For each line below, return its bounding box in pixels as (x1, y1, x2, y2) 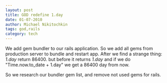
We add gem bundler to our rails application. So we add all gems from (5, 46, 153, 51)
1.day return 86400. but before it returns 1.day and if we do (5, 56, 131, 62)
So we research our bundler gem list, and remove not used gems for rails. (5, 72, 161, 77)
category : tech (5, 31, 38, 36)
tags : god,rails (5, 27, 40, 32)
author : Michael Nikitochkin (5, 22, 68, 27)
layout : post (5, 7, 33, 13)
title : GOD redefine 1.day (5, 12, 63, 17)
